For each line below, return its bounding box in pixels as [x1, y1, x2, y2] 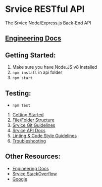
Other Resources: [5, 152, 61, 161]
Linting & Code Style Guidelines [12, 133, 77, 139]
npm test [12, 103, 31, 108]
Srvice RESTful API [5, 3, 85, 15]
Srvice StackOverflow [12, 171, 57, 177]
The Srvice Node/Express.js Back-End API [5, 20, 92, 26]
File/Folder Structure [12, 117, 54, 123]
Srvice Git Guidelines [12, 122, 55, 128]
